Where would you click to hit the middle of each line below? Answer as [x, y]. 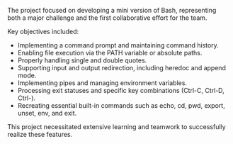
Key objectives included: [43, 32]
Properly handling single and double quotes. [82, 60]
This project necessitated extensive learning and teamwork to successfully [116, 127]
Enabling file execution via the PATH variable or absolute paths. [110, 53]
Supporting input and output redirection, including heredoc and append [122, 68]
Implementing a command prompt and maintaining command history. [118, 45]
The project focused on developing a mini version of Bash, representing [112, 10]
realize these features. [40, 134]
